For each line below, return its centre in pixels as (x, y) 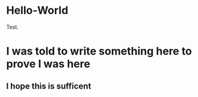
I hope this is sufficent (49, 86)
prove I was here (48, 64)
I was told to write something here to (99, 51)
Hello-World (37, 10)
